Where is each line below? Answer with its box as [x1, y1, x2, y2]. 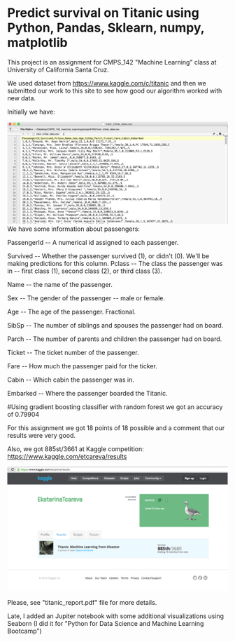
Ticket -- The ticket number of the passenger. [7, 348, 139, 356]
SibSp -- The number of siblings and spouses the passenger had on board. [7, 321, 224, 329]
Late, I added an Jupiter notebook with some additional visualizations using [7, 612, 225, 620]
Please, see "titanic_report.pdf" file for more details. [7, 598, 157, 606]
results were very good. [7, 431, 76, 439]
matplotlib [7, 35, 68, 51]
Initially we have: [7, 107, 55, 116]
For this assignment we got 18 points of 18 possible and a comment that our [7, 423, 225, 432]
